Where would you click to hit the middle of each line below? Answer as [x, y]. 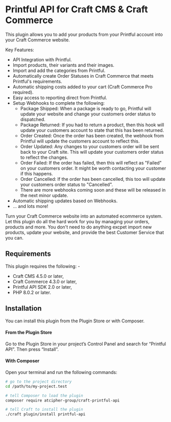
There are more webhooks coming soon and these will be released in [93, 190]
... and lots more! [30, 206]
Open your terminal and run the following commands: [61, 372]
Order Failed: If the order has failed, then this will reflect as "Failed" [91, 162]
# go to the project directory [39, 382]
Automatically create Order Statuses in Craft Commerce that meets [83, 76]
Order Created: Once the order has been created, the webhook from [92, 135]
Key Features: [20, 50]
